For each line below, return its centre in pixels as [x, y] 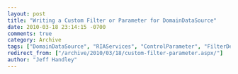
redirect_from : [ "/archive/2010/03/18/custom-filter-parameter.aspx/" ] [115, 54]
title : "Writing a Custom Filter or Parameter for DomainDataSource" [112, 20]
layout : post [27, 14]
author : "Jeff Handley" [42, 60]
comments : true [30, 33]
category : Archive [34, 40]
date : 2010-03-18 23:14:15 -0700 [57, 27]
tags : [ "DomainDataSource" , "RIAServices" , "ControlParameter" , [104, 47]
